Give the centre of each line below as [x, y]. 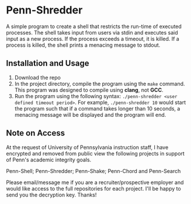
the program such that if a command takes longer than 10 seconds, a [97, 108]
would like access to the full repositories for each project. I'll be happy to [93, 188]
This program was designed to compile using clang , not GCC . [89, 90]
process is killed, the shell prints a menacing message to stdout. [83, 45]
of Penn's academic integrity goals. [49, 160]
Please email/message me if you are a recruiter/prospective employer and [95, 182]
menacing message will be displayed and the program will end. [90, 115]
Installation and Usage [48, 63]
